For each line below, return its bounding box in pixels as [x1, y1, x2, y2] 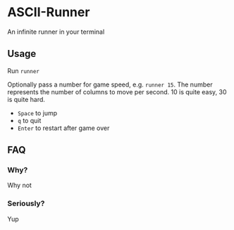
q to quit [17, 116, 42, 124]
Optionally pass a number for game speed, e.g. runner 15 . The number [7, 80, 213, 89]
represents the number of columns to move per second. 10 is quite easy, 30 [7, 87, 227, 96]
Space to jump [17, 108, 58, 117]
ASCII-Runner [7, 4, 90, 20]
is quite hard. [7, 95, 46, 103]
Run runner [7, 66, 40, 75]
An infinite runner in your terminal [7, 27, 105, 36]
